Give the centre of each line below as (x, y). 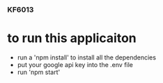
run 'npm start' (39, 72)
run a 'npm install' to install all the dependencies (87, 57)
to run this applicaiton (72, 38)
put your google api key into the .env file (75, 64)
